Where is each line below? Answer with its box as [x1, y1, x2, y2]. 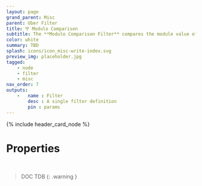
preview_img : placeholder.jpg [6, 54, 82, 60]
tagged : [6, 59, 26, 65]
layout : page [6, 8, 39, 15]
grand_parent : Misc [6, 14, 55, 20]
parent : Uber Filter [6, 20, 58, 26]
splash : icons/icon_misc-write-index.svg [6, 48, 112, 54]
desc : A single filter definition [28, 98, 117, 104]
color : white [6, 37, 39, 43]
